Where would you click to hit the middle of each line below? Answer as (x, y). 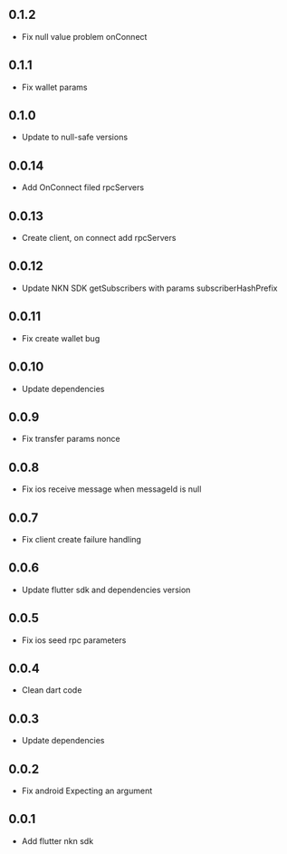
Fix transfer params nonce (71, 439)
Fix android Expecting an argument (87, 791)
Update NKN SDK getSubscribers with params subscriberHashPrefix (149, 288)
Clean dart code (52, 690)
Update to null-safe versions (75, 137)
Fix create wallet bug (61, 338)
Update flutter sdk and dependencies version (106, 590)
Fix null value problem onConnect (84, 36)
